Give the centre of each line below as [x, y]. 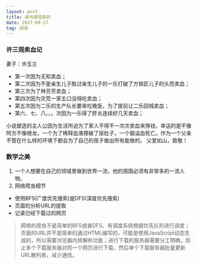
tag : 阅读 [17, 28]
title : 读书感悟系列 [29, 17]
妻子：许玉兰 [21, 64]
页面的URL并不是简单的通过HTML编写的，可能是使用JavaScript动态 [103, 233]
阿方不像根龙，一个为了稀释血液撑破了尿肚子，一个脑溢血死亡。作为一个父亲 [99, 133]
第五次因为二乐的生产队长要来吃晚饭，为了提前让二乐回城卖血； [92, 105]
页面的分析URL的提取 [40, 205]
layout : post [22, 11]
